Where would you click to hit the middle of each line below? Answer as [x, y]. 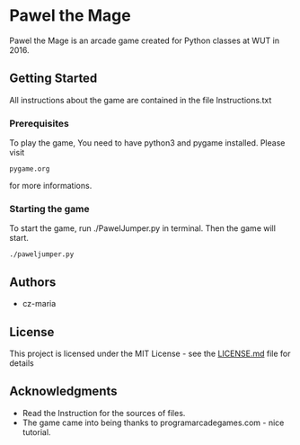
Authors [33, 282]
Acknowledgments [64, 392]
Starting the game [49, 209]
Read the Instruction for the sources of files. [104, 413]
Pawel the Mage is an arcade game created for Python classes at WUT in [145, 40]
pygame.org [30, 169]
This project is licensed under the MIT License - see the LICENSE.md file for [150, 353]
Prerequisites [39, 123]
